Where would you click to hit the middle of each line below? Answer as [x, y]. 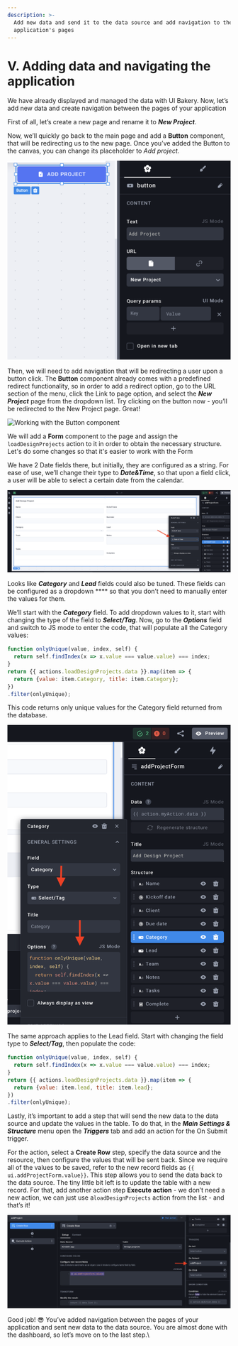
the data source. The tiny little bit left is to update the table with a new [109, 1183]
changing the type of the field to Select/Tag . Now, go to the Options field [114, 620]
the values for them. [36, 599]
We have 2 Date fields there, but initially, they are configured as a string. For [118, 465]
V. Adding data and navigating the [109, 66]
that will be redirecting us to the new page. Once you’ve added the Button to [119, 143]
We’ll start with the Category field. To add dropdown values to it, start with [116, 613]
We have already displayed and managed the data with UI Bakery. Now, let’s [118, 101]
